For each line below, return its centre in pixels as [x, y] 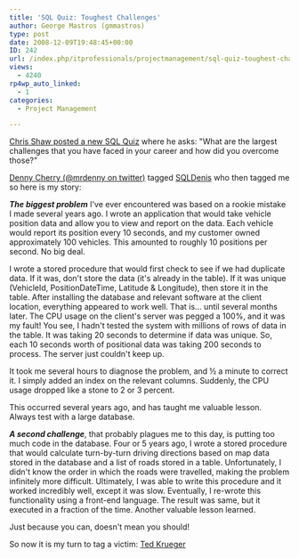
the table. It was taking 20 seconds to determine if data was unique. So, [141, 336]
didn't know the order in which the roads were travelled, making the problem [149, 472]
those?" [24, 160]
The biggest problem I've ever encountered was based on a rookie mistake [148, 205]
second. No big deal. [48, 252]
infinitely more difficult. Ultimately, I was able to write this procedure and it [145, 481]
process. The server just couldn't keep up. [87, 354]
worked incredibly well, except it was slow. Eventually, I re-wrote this [135, 491]
